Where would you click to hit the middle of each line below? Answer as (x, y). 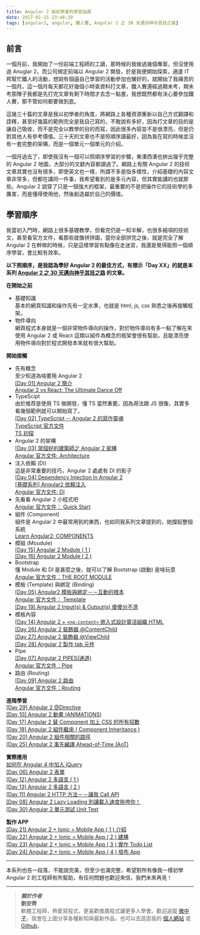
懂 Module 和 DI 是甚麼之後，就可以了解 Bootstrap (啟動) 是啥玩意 (95, 569)
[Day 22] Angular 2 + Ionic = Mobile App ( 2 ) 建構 (68, 837)
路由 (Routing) (32, 673)
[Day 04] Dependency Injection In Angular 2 (69, 477)
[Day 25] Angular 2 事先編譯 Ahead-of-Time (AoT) (68, 744)
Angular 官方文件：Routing (48, 688)
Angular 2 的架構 (35, 441)
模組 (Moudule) (33, 543)
